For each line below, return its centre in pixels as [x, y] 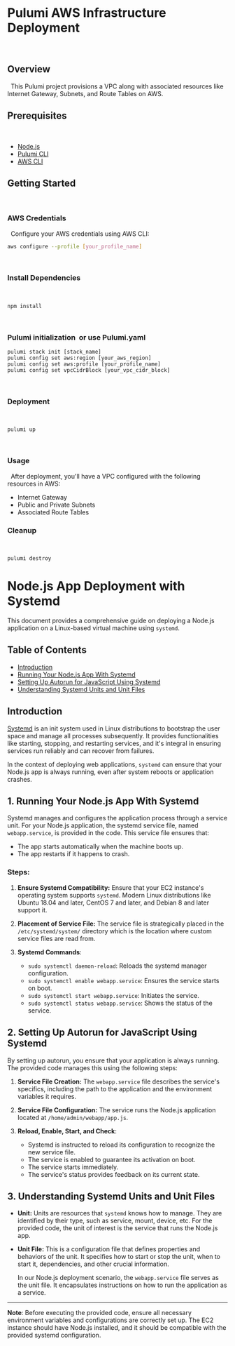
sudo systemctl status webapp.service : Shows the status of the [120, 1003]
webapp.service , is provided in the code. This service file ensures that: [108, 833]
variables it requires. [47, 1096]
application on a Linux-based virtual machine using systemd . [93, 628]
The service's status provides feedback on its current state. [114, 1174]
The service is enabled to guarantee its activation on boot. [112, 1159]
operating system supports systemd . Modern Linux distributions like [114, 895]
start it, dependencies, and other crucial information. [93, 1264]
